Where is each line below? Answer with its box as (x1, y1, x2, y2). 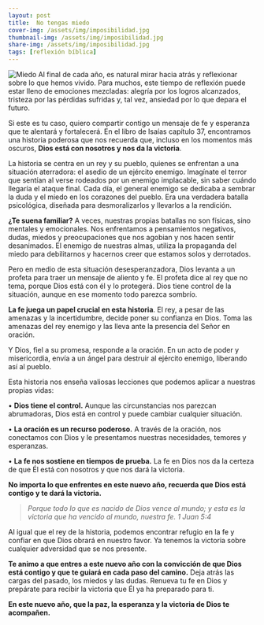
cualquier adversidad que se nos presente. (8, 544, 147, 553)
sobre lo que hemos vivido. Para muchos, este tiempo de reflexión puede (8, 78, 246, 87)
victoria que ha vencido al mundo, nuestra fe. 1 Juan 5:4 (27, 512, 211, 521)
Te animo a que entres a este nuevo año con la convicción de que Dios (8, 560, 242, 568)
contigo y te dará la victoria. (8, 489, 102, 497)
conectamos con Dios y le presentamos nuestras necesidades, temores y (8, 433, 247, 442)
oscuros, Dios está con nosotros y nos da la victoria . (8, 143, 182, 153)
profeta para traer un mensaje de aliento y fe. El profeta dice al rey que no (8, 273, 248, 282)
